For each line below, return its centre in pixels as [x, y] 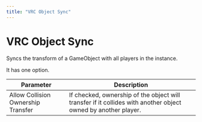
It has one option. [28, 70]
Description [131, 85]
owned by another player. [105, 110]
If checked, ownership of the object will [124, 95]
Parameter [36, 85]
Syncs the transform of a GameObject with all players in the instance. [92, 58]
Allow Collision [30, 95]
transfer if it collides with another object [125, 102]
